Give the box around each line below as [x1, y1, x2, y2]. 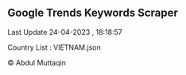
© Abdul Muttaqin [7, 58, 67, 67]
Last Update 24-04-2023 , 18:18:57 [7, 27, 122, 36]
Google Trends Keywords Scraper [7, 6, 178, 20]
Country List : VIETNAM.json [7, 43, 101, 52]
